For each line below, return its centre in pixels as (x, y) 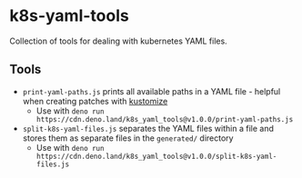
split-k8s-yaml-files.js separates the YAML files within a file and (148, 128)
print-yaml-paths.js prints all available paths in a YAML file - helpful (151, 91)
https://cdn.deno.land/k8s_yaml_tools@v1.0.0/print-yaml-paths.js (165, 119)
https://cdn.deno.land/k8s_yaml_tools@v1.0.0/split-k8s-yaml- (156, 156)
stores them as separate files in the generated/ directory (128, 138)
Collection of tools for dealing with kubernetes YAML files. (118, 41)
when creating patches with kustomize (95, 101)
